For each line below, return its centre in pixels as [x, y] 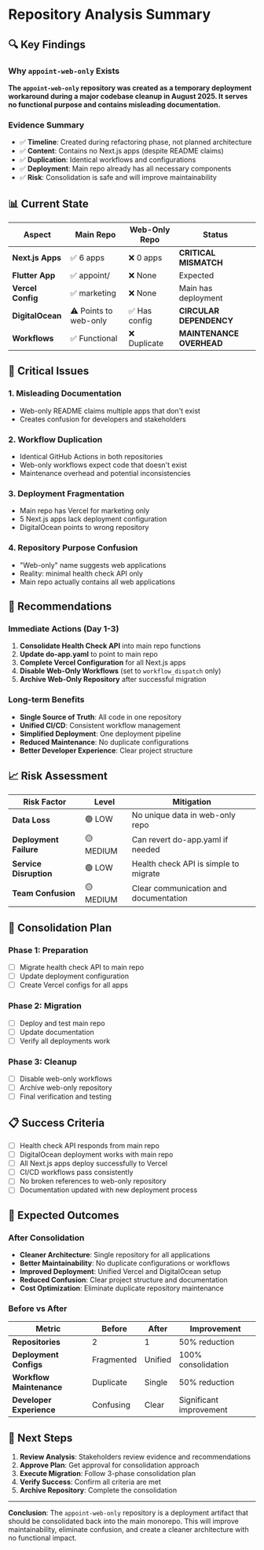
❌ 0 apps [145, 257]
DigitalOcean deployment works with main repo [96, 1154]
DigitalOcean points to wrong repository [84, 528]
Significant [198, 1400]
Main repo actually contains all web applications [97, 582]
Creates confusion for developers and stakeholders [103, 419]
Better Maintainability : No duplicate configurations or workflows [125, 1263]
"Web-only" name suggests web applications [93, 565]
